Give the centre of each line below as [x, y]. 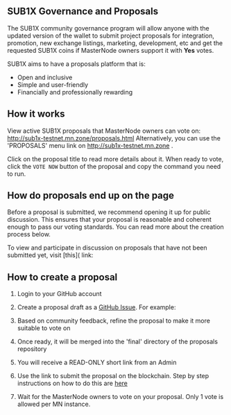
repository [32, 349]
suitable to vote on [44, 328]
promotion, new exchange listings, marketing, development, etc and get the [115, 43]
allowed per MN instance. [54, 404]
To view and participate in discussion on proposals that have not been [107, 248]
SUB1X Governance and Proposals [83, 11]
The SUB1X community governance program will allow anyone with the [108, 28]
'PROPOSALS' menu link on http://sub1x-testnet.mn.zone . [90, 145]
